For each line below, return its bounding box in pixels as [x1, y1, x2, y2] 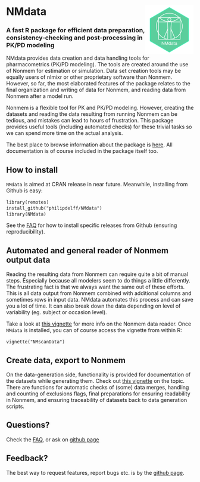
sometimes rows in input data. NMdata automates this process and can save [6, 296, 193, 303]
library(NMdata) [6, 211, 46, 217]
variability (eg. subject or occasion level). [6, 309, 107, 316]
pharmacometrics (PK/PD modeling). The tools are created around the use [6, 61, 189, 68]
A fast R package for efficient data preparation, [6, 26, 145, 35]
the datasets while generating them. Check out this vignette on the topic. [6, 377, 185, 384]
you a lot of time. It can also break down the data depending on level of [6, 302, 181, 309]
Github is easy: [6, 187, 43, 194]
